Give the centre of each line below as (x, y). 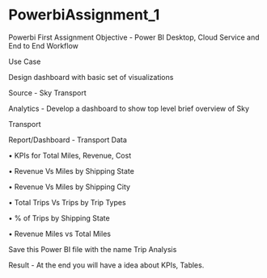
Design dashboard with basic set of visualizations (91, 77)
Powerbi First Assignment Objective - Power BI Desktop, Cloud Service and (134, 37)
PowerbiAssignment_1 (84, 15)
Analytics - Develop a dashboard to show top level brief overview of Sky (129, 108)
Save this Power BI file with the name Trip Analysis (93, 249)
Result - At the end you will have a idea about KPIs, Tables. (106, 265)
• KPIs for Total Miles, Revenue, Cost (70, 155)
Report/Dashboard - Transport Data (68, 140)
